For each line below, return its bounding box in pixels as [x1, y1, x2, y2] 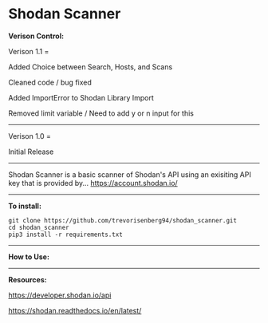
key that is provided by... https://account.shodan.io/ [8, 178, 178, 187]
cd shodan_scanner [8, 223, 69, 231]
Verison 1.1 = [8, 46, 49, 56]
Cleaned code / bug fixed [8, 77, 92, 87]
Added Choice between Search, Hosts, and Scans [8, 61, 173, 72]
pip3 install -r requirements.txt [8, 230, 124, 238]
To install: [8, 201, 42, 211]
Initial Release [8, 147, 54, 156]
